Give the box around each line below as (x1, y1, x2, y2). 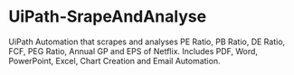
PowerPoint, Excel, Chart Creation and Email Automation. (8, 55, 221, 66)
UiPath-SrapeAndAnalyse (8, 6, 207, 27)
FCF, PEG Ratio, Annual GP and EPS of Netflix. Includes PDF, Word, (8, 45, 259, 56)
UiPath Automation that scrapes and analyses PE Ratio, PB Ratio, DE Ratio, (8, 36, 286, 47)
